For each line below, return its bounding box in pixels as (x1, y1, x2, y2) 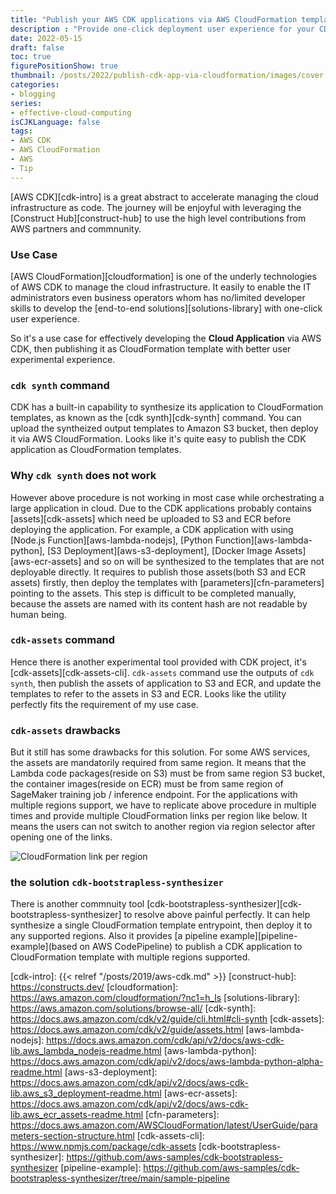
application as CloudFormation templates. (10, 444, 182, 456)
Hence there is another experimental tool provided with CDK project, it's (10, 656, 307, 668)
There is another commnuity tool (10, 898, 145, 910)
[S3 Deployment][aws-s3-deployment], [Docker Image (46, 544, 273, 556)
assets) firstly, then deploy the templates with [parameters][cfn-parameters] (10, 576, 325, 588)
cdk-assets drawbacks (10, 723, 122, 737)
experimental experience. (10, 353, 116, 365)
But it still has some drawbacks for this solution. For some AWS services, (10, 746, 311, 758)
